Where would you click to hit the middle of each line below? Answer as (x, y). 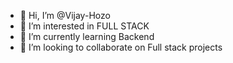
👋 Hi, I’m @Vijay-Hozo (65, 15)
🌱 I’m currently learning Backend (87, 36)
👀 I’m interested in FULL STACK (84, 26)
